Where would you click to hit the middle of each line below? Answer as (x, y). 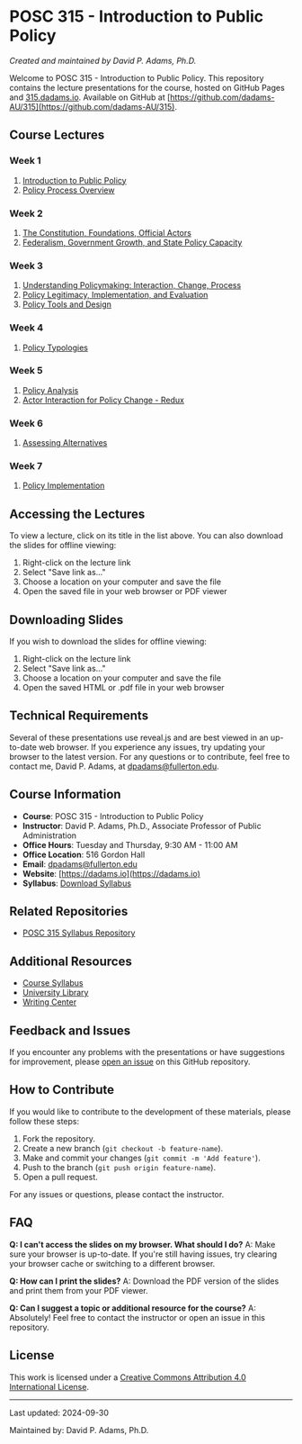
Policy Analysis (50, 390)
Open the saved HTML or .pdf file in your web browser (123, 688)
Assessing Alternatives (65, 443)
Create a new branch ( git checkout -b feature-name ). (123, 1148)
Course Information (65, 794)
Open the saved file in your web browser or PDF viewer (124, 591)
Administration (49, 835)
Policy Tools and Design (67, 304)
